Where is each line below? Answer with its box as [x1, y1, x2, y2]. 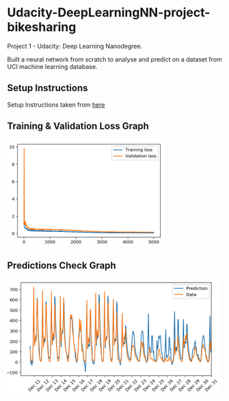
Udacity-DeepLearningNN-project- [7, 5, 211, 21]
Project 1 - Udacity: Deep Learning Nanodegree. [7, 42, 143, 50]
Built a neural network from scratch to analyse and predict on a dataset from [7, 55, 222, 63]
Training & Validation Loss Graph [7, 120, 149, 132]
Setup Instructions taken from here [7, 101, 105, 109]
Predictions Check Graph [7, 259, 116, 271]
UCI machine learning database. [7, 62, 98, 70]
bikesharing [7, 19, 77, 35]
